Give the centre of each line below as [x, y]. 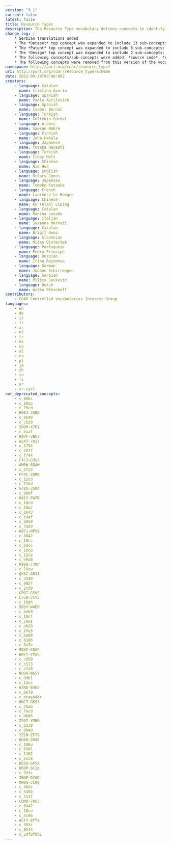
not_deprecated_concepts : [33, 394]
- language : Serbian [36, 275]
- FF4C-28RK [27, 474]
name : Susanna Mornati [43, 223]
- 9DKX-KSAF [27, 650]
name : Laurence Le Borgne [46, 195]
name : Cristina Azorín [43, 90]
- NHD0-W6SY [27, 673]
